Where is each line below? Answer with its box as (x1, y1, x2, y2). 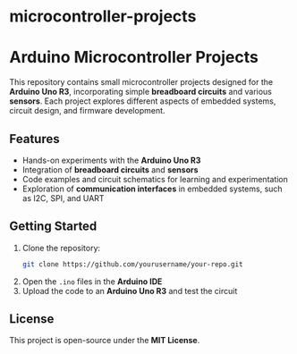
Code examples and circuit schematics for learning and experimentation (21, 173, 289, 184)
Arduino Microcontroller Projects (9, 47, 259, 68)
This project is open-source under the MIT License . (9, 335, 200, 346)
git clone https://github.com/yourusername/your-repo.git (21, 259, 243, 269)
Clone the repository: (21, 242, 101, 253)
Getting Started (9, 219, 98, 234)
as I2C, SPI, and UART (21, 192, 105, 203)
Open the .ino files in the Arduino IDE (21, 275, 163, 287)
